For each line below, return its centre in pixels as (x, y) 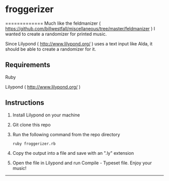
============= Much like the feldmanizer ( (53, 23)
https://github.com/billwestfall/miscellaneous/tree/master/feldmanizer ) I (80, 28)
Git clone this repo (32, 125)
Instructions (25, 103)
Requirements (28, 65)
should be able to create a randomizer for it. (51, 49)
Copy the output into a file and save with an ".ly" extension (73, 153)
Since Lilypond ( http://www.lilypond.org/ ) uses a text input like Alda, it (79, 43)
